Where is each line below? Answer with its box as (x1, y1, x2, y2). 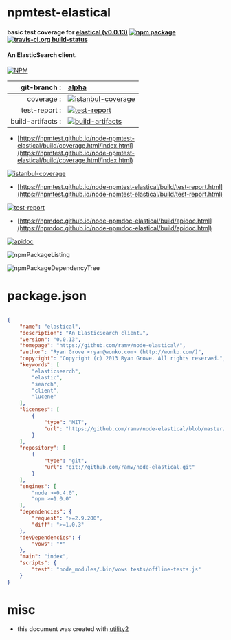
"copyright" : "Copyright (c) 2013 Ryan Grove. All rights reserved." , (19, 355, 226, 362)
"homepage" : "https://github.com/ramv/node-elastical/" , (19, 342, 186, 349)
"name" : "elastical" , (19, 323, 81, 330)
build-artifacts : (10, 116, 62, 126)
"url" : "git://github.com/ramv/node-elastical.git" (43, 464, 195, 471)
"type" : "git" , (43, 457, 88, 465)
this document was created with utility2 (16, 624, 129, 633)
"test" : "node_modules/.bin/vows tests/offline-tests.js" (32, 566, 201, 573)
